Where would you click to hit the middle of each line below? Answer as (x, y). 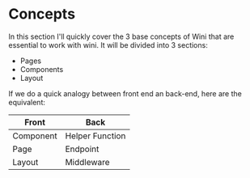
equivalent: (27, 102)
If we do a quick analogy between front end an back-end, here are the (125, 93)
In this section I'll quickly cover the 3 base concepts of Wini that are (121, 36)
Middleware (88, 162)
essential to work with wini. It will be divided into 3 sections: (108, 44)
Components (42, 69)
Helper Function (95, 136)
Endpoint (82, 149)
